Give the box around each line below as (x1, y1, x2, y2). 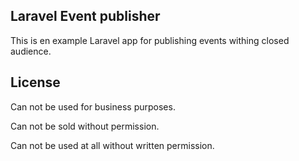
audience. (10, 45, 52, 57)
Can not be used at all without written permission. (10, 139, 215, 151)
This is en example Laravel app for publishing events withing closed (10, 34, 290, 46)
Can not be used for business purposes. (10, 100, 176, 113)
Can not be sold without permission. (10, 120, 160, 132)
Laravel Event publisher (10, 8, 161, 25)
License (10, 74, 61, 91)
